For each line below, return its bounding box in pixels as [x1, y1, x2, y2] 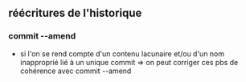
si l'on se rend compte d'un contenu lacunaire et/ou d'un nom [19, 48, 225, 59]
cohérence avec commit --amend [19, 66, 132, 76]
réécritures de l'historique [8, 6, 142, 20]
